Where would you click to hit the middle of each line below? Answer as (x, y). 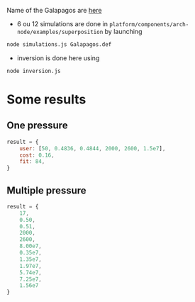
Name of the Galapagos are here (54, 10)
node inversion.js (34, 71)
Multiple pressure (46, 190)
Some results (46, 99)
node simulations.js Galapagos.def (59, 45)
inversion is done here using (58, 58)
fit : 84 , (32, 162)
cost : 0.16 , (37, 155)
